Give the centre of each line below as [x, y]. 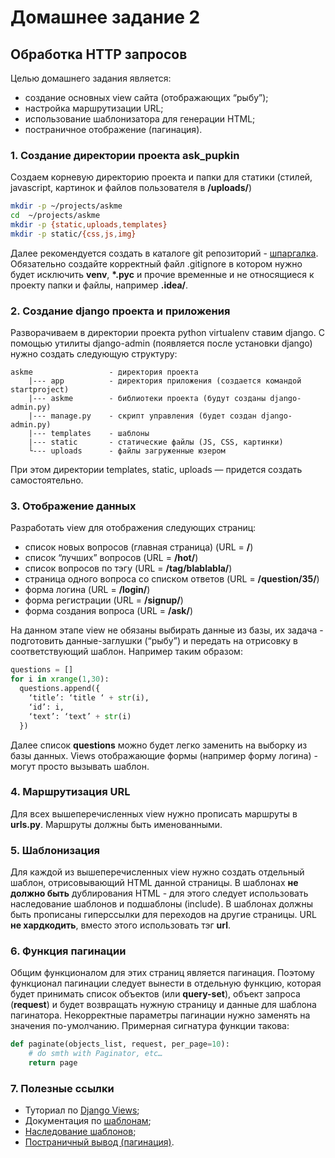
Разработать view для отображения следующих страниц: [133, 528]
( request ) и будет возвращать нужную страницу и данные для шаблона [163, 1005]
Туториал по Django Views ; [82, 1110]
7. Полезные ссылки [62, 1088]
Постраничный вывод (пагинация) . [99, 1142]
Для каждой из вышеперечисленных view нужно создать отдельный [157, 872]
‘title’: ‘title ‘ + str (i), [89, 698]
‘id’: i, [46, 707]
